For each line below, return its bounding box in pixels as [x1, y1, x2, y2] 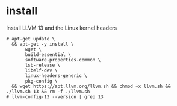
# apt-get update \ [6, 36, 55, 42]
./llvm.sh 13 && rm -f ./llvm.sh [6, 89, 90, 95]
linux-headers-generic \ [25, 72, 87, 79]
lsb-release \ [25, 62, 61, 68]
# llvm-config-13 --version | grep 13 [6, 93, 104, 100]
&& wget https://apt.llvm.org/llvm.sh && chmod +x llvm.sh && [11, 83, 171, 89]
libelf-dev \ [25, 67, 58, 73]
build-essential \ [25, 51, 71, 58]
